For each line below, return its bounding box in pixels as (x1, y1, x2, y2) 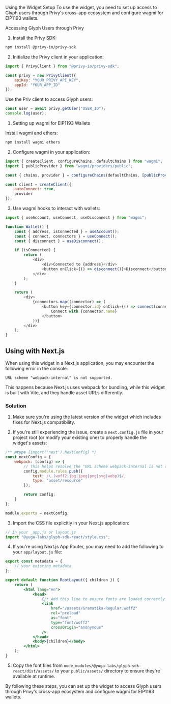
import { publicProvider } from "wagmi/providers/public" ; (5, 163, 133, 168)
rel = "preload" (50, 610, 81, 616)
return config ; (23, 492, 56, 497)
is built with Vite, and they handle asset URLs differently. (5, 389, 124, 396)
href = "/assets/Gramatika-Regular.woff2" (50, 606, 138, 611)
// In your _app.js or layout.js (5, 530, 76, 535)
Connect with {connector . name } (50, 309, 117, 314)
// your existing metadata (14, 564, 72, 569)
